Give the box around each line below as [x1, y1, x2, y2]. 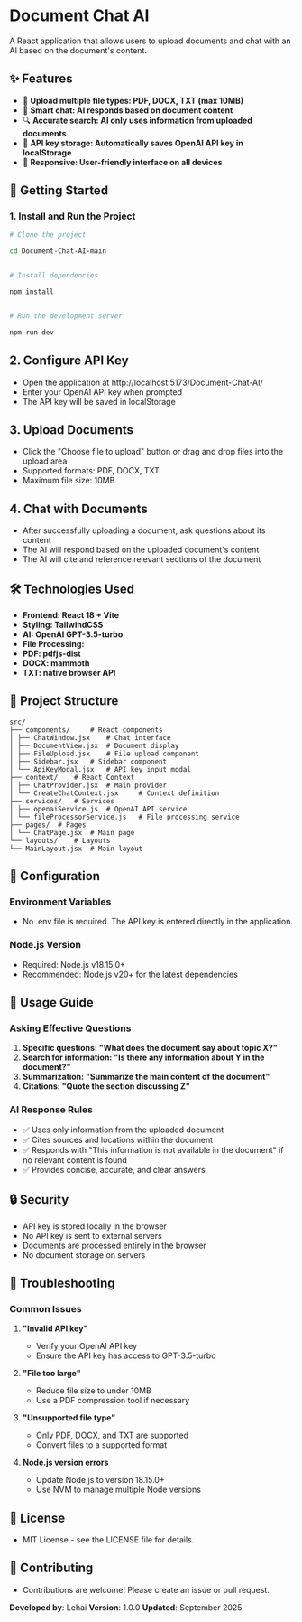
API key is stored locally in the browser [22, 1221, 167, 1232]
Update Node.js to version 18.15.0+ [35, 1475, 165, 1486]
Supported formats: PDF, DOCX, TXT [22, 465, 160, 476]
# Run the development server [9, 311, 124, 321]
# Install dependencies [9, 271, 99, 280]
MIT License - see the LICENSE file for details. [22, 1534, 195, 1545]
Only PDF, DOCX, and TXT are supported [35, 1430, 189, 1441]
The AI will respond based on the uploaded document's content [22, 544, 260, 556]
